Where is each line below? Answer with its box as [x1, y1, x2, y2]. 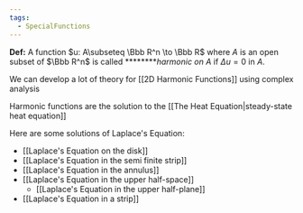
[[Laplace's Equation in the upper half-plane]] [35, 183, 206, 194]
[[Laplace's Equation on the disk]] [22, 145, 149, 156]
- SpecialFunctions [17, 22, 91, 31]
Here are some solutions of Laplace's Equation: [9, 127, 185, 138]
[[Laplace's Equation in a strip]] [22, 193, 140, 204]
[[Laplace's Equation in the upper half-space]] [22, 173, 195, 185]
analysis [9, 83, 41, 94]
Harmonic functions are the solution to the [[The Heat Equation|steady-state [9, 100, 293, 111]
